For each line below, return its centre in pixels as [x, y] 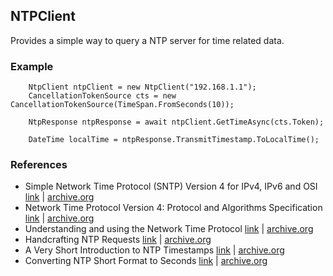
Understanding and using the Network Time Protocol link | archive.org [169, 229]
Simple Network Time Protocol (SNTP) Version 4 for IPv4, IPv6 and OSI [171, 186]
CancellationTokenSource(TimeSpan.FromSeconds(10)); [122, 105]
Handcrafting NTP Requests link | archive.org [118, 240]
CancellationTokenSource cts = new [102, 96]
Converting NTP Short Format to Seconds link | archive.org [146, 261]
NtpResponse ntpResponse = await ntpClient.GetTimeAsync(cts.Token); [176, 122]
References [39, 165]
